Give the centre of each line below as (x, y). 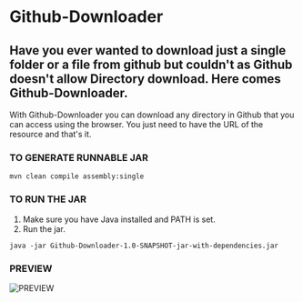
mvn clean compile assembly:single (77, 176)
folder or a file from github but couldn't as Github (151, 64)
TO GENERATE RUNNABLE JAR (79, 157)
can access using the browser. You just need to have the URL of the (136, 124)
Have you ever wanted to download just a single (148, 50)
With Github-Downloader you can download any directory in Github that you (152, 115)
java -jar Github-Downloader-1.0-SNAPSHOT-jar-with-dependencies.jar (144, 246)
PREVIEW (31, 268)
